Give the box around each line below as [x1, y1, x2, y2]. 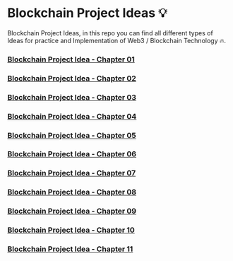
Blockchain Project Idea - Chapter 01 [7, 54, 136, 64]
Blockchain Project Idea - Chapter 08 [7, 187, 137, 197]
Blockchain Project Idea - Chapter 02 [7, 73, 136, 83]
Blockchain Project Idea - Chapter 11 [7, 244, 133, 254]
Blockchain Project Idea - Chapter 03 [7, 92, 136, 102]
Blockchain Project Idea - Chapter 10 [7, 225, 136, 235]
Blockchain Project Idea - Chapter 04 [7, 111, 137, 121]
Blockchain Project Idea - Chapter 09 [7, 207, 136, 216]
